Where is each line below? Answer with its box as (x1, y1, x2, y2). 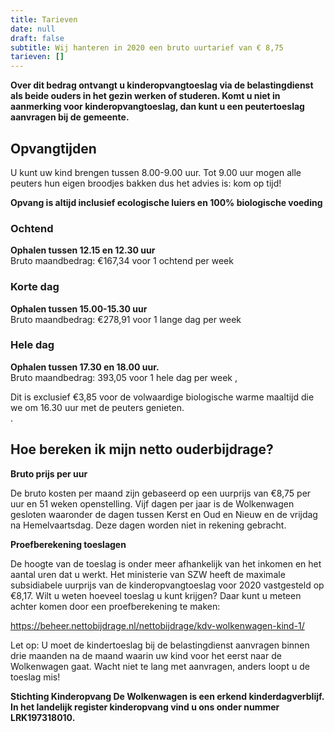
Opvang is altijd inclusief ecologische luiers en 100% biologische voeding (10, 196, 323, 208)
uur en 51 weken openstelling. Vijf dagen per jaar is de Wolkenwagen (10, 497, 295, 510)
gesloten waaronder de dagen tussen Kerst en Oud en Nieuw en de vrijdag (10, 508, 318, 520)
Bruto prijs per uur (10, 467, 88, 480)
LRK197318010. (10, 711, 76, 723)
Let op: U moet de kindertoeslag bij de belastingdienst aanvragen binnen (10, 639, 310, 651)
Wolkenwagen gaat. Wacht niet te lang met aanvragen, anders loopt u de (10, 660, 310, 672)
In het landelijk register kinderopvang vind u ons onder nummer (10, 701, 280, 713)
